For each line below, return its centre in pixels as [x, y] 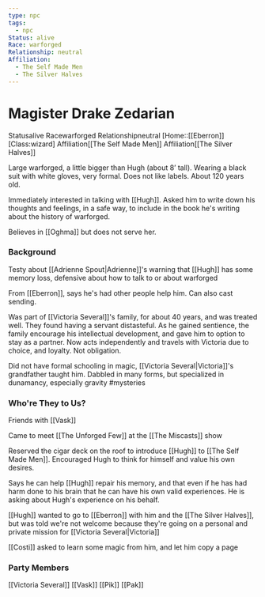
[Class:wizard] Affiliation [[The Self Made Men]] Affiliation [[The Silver [121, 144]
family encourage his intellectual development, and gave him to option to [127, 334]
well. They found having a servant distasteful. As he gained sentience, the [129, 325]
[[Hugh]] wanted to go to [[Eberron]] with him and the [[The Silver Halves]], [131, 516]
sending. [23, 301]
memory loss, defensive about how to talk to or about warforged [113, 278]
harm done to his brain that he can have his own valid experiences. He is [127, 492]
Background [32, 252]
